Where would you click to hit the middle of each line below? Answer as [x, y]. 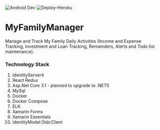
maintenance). [20, 51]
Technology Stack [27, 64]
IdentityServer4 [28, 75]
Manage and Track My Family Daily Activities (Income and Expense [73, 41]
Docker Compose [30, 101]
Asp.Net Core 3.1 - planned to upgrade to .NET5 [61, 86]
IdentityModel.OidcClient [37, 122]
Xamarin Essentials [31, 117]
